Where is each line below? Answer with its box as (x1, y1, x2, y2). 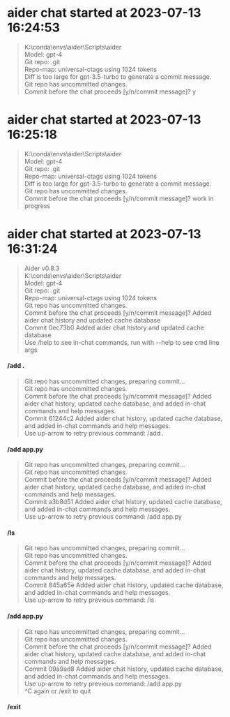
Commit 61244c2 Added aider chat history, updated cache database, (24, 414, 223, 423)
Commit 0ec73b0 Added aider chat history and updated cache (24, 323, 204, 332)
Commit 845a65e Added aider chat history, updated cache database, (24, 581, 224, 589)
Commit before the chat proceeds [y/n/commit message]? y (24, 87, 197, 96)
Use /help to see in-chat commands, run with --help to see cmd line (24, 338, 220, 346)
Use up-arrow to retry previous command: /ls (24, 596, 155, 605)
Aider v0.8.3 (24, 264, 60, 272)
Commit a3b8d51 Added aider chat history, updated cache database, (24, 498, 222, 506)
